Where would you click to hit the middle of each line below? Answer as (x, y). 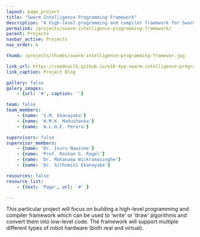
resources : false (28, 176)
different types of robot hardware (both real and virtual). (75, 228)
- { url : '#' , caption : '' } (50, 94)
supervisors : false (30, 138)
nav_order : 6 (22, 45)
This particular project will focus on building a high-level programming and (98, 209)
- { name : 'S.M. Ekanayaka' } (51, 116)
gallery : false (25, 83)
